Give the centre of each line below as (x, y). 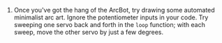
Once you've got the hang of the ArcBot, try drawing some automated (114, 10)
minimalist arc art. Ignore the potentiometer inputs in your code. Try (111, 17)
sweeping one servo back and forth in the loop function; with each (110, 25)
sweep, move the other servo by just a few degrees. (89, 32)
